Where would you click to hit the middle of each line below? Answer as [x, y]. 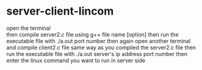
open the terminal [28, 28]
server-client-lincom [60, 11]
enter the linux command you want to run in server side [76, 60]
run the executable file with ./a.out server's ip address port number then [97, 54]
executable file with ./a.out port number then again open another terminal [99, 41]
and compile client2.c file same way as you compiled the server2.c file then [101, 47]
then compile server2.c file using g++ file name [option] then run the [92, 34]
